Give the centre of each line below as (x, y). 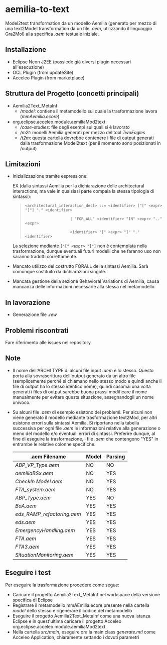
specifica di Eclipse (33, 600)
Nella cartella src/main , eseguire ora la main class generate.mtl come (84, 632)
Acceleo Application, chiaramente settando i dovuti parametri (76, 637)
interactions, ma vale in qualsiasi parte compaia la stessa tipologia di (83, 191)
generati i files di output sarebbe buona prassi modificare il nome (80, 392)
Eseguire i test (28, 573)
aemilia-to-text (37, 9)
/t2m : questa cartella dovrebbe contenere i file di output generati (87, 138)
